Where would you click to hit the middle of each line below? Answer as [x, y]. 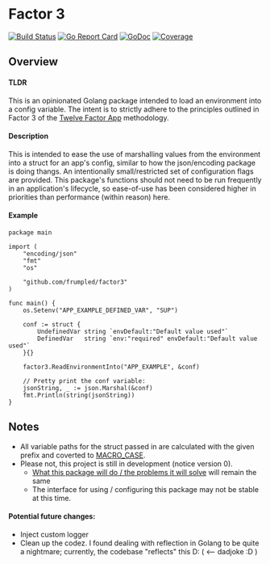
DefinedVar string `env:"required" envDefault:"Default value [147, 339]
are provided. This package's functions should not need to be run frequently [135, 179]
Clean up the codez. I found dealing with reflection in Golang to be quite [139, 543]
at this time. [51, 498]
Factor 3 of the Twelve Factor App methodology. [89, 117]
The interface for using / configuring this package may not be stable [145, 489]
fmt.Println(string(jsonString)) [79, 395]
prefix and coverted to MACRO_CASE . [83, 455]
